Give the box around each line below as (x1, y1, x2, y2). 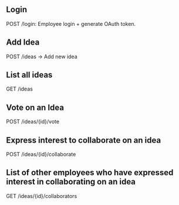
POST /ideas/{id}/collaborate (6, 151, 76, 158)
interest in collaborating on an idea (6, 177, 136, 187)
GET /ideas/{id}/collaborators (6, 192, 77, 199)
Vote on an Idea (6, 102, 65, 112)
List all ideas (6, 70, 53, 80)
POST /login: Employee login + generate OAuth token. (6, 20, 136, 27)
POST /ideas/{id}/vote (6, 118, 60, 125)
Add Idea (6, 38, 40, 48)
